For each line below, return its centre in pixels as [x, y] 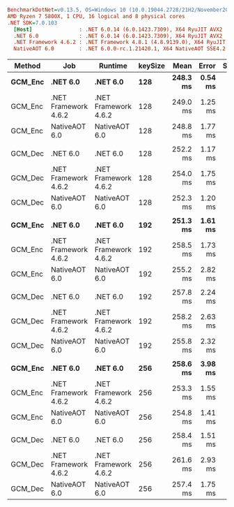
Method [28, 66]
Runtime [113, 66]
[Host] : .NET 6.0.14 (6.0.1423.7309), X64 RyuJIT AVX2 [118, 29]
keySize [152, 66]
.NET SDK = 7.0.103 [32, 23]
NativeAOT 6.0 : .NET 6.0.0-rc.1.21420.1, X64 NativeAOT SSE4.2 [120, 49]
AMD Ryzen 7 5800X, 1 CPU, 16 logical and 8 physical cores [96, 16]
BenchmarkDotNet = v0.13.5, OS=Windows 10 [67, 10]
